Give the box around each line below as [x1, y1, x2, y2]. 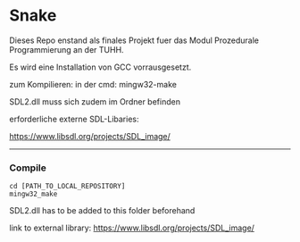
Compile [9, 162, 46, 174]
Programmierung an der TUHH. [9, 44, 124, 54]
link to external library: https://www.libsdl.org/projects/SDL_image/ [9, 222, 254, 233]
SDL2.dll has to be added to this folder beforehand [9, 205, 196, 216]
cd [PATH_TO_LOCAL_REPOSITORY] [9, 182, 126, 191]
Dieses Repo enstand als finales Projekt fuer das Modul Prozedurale [9, 35, 260, 46]
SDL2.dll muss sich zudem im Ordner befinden [9, 96, 181, 107]
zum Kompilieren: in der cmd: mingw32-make [9, 79, 177, 89]
